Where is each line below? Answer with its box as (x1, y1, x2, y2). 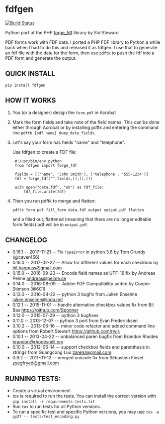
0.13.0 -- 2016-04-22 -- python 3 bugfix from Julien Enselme (12, 291, 138, 297)
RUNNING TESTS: (5, 374, 61, 383)
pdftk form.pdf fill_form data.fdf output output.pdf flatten (12, 208, 144, 212)
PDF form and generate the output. (5, 55, 77, 61)
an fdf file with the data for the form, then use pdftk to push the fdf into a (5, 50, 155, 56)
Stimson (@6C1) (12, 286, 46, 292)
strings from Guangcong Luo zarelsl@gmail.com (12, 349, 112, 355)
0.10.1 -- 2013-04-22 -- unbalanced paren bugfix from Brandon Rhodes (12, 333, 158, 339)
